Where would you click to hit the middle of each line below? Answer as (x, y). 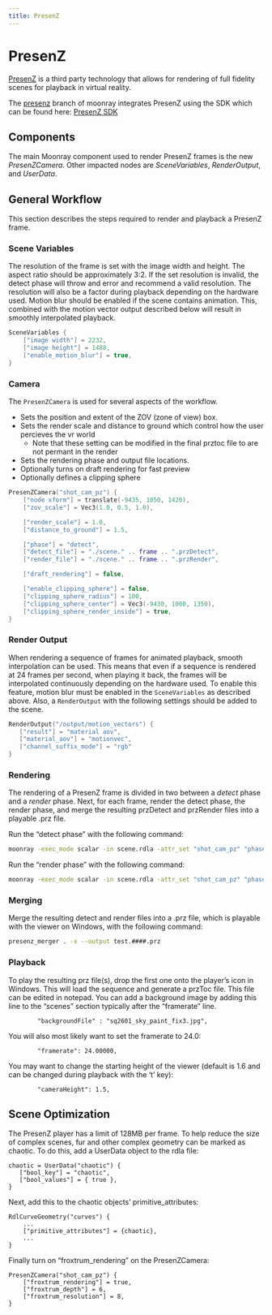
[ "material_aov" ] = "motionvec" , (75, 739)
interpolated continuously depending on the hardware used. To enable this (133, 683)
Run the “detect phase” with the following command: (96, 834)
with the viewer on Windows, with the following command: (106, 927)
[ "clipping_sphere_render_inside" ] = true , (98, 611)
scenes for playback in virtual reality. (70, 87)
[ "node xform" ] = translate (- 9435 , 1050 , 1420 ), (106, 500)
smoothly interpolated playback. (62, 318)
